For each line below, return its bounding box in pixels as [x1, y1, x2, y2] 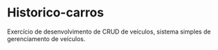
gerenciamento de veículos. [7, 34, 86, 42]
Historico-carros [7, 5, 104, 21]
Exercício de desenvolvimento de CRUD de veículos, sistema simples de [7, 27, 211, 36]
